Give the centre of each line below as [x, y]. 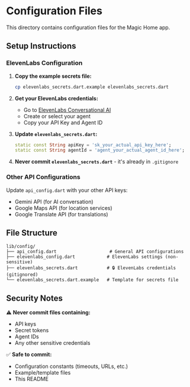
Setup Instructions [41, 46]
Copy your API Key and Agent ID [63, 122]
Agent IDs [27, 336]
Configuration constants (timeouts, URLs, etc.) [71, 366]
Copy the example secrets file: [53, 76]
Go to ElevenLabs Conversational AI [67, 110]
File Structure [32, 233]
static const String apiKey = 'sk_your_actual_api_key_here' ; [93, 145]
